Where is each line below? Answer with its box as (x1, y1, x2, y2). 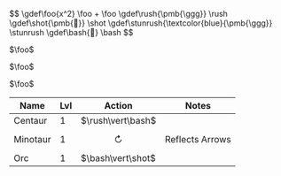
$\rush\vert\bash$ (81, 115, 157, 126)
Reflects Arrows (164, 134, 232, 145)
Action (104, 100, 133, 111)
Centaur (13, 115, 48, 126)
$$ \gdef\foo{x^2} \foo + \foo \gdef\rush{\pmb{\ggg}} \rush (9, 9, 229, 19)
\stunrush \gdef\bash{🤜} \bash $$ (9, 27, 134, 37)
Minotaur (13, 134, 51, 145)
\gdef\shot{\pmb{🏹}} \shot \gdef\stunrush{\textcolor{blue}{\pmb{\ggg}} (9, 18, 273, 28)
